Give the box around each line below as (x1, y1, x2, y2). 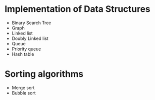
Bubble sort (11, 90, 36, 96)
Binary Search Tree (11, 20, 52, 26)
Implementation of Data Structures (4, 3, 151, 15)
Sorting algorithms (4, 68, 84, 80)
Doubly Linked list (11, 35, 49, 41)
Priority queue (11, 46, 41, 52)
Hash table (11, 51, 34, 57)
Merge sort (11, 85, 35, 91)
